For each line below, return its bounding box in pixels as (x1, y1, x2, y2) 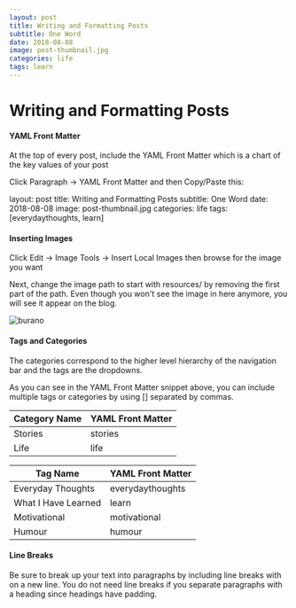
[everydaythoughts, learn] (9, 213, 105, 223)
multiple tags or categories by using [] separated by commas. (9, 391, 234, 401)
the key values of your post (9, 160, 109, 170)
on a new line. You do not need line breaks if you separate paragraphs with (9, 579, 284, 589)
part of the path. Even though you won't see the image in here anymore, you (9, 289, 288, 300)
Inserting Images (9, 232, 74, 244)
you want (9, 262, 43, 273)
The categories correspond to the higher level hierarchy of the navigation (9, 355, 277, 366)
